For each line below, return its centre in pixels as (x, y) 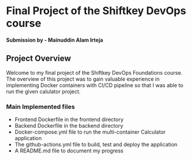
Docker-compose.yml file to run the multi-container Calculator (90, 132)
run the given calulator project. (43, 91)
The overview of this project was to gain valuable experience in (83, 79)
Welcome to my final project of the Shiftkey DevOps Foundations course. (94, 72)
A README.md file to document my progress (69, 151)
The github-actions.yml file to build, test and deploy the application (96, 144)
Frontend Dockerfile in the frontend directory (69, 119)
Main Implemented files (41, 106)
